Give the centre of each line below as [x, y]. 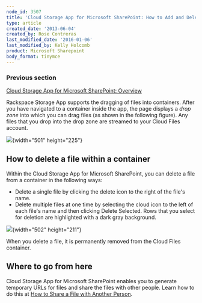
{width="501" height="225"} [47, 140]
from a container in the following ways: [54, 180]
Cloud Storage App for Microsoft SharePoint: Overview [74, 90]
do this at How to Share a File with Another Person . [69, 294]
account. [17, 127]
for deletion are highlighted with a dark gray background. [85, 217]
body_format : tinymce [33, 57]
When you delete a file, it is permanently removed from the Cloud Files [93, 241]
